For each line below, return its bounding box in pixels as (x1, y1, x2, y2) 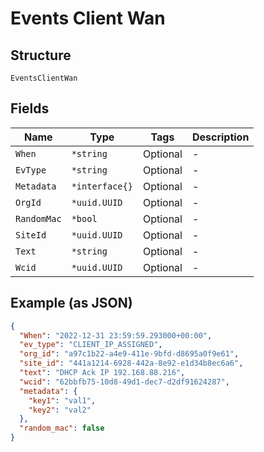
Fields (10, 100, 50, 117)
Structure (10, 47, 72, 64)
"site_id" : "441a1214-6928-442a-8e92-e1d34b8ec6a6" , (19, 358, 244, 369)
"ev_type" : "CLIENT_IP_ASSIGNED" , (19, 340, 163, 350)
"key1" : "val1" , (28, 395, 97, 406)
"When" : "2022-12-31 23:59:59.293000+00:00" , (19, 330, 213, 341)
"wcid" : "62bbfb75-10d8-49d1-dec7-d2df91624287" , (19, 377, 230, 387)
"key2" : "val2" (28, 405, 92, 415)
